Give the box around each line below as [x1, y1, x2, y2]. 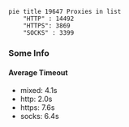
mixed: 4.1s [19, 86, 58, 95]
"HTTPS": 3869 [23, 22, 71, 30]
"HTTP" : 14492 [23, 15, 75, 23]
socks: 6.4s [19, 112, 59, 121]
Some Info [8, 47, 50, 58]
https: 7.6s [19, 103, 55, 112]
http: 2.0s [19, 94, 53, 104]
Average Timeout [8, 67, 68, 77]
